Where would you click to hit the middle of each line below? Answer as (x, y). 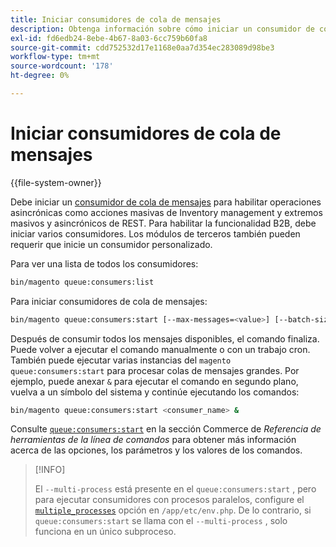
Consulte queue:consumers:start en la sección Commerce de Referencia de (166, 429)
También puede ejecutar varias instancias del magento (121, 360)
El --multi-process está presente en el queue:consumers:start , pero (175, 489)
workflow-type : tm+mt (55, 57)
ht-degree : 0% (40, 76)
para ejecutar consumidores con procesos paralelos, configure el (169, 500)
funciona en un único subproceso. (105, 532)
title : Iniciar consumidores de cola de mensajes (116, 19)
